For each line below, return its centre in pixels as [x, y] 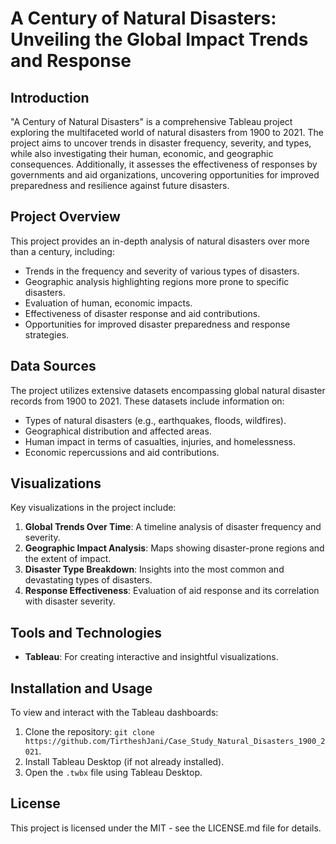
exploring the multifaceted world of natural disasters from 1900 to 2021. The [167, 132]
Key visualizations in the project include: [93, 508]
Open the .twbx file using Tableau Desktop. [113, 773]
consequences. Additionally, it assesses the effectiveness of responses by [164, 164]
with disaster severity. [70, 601]
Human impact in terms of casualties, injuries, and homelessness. [160, 441]
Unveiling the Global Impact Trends [159, 39]
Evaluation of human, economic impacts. [108, 303]
